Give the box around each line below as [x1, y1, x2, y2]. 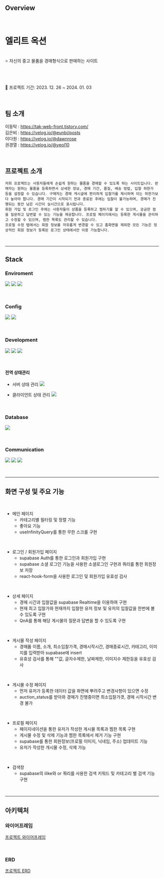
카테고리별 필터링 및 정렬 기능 [19, 517, 76, 523]
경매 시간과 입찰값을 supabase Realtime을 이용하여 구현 [19, 599, 127, 605]
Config [5, 303, 22, 310]
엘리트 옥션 [5, 36, 47, 46]
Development [5, 337, 38, 344]
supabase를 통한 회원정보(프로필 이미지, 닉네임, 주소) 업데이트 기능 [19, 738, 148, 745]
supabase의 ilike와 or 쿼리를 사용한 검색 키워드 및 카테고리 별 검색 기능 [19, 770, 155, 776]
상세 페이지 [12, 593, 34, 599]
